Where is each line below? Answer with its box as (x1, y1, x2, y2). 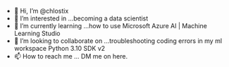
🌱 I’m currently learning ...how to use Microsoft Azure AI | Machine (13, 22, 208, 30)
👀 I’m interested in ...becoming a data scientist (13, 14, 149, 23)
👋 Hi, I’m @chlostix (13, 7, 69, 15)
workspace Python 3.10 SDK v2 (13, 44, 106, 52)
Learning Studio (13, 29, 61, 37)
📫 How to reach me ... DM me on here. (13, 52, 128, 60)
